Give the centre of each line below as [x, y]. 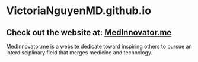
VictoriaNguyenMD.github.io [79, 11]
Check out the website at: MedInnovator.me [89, 32]
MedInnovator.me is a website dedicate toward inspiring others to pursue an [99, 46]
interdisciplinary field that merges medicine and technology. [79, 53]
